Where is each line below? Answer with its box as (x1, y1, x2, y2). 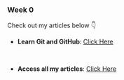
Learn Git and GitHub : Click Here (17, 37, 113, 46)
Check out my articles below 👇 (7, 21, 97, 29)
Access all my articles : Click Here (17, 65, 117, 73)
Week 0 (7, 5, 34, 15)
